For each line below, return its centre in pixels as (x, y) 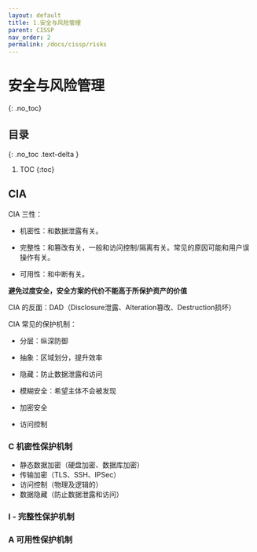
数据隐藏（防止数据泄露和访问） (71, 494)
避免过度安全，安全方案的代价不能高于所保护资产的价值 (97, 291)
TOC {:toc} (37, 169)
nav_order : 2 (29, 37)
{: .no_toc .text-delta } (44, 154)
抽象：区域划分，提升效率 (61, 357)
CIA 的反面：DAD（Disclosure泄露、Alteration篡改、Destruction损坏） (122, 307)
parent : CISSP (31, 30)
